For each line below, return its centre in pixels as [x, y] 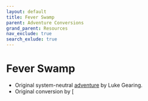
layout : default [26, 12]
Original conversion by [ [44, 91]
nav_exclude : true [29, 34]
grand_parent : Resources [37, 28]
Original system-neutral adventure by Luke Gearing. [79, 85]
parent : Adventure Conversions [45, 23]
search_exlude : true [32, 39]
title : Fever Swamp [30, 17]
